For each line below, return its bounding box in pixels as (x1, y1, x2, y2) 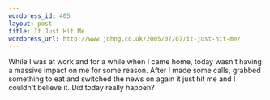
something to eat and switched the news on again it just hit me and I (8, 74, 236, 84)
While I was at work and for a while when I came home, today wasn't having (8, 57, 262, 67)
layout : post (8, 20, 53, 28)
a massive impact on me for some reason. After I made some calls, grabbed (8, 66, 261, 76)
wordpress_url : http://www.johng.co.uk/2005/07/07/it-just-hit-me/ (8, 34, 242, 43)
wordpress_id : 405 (8, 11, 71, 20)
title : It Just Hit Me (8, 27, 85, 35)
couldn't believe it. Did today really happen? (8, 83, 156, 93)
